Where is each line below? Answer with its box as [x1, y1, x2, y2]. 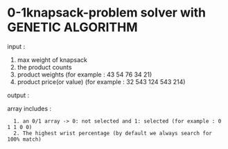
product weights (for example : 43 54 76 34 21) [17, 70, 152, 79]
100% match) [7, 136, 42, 143]
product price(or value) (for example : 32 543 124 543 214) [17, 77, 186, 86]
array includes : [7, 104, 52, 112]
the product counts [17, 63, 72, 71]
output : [7, 91, 30, 99]
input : [7, 42, 26, 50]
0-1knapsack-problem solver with [7, 5, 207, 21]
